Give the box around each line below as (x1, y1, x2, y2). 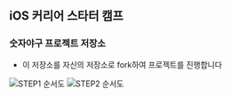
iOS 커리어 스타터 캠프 (9, 8, 124, 24)
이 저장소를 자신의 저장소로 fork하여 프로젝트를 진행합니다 (21, 59, 222, 69)
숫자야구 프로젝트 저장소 (9, 37, 107, 50)
